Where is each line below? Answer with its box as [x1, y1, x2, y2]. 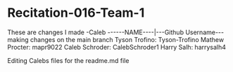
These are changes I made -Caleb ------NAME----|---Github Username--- [7, 28, 224, 36]
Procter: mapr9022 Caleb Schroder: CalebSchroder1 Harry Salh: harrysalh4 [7, 43, 227, 51]
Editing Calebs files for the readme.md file [7, 56, 130, 64]
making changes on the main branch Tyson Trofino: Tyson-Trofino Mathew [7, 35, 224, 43]
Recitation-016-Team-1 [7, 5, 145, 21]
